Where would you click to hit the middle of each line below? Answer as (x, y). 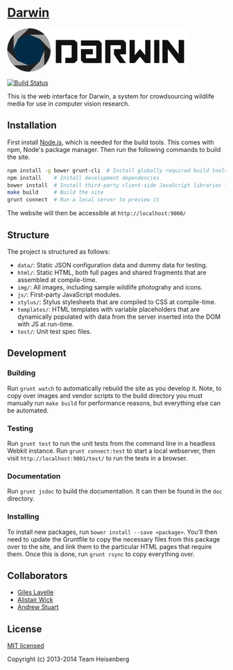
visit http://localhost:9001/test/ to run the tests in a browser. (97, 458)
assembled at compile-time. (57, 280)
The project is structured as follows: (59, 251)
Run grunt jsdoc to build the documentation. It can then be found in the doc (115, 492)
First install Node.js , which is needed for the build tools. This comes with (111, 142)
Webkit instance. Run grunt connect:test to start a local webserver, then (111, 451)
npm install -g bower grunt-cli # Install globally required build (108, 170)
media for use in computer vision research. (68, 103)
